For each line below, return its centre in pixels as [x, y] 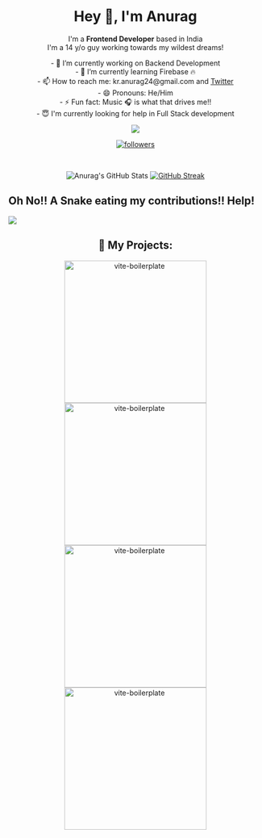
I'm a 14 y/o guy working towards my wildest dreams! [135, 47]
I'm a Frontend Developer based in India [135, 39]
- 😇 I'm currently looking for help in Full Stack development [135, 113]
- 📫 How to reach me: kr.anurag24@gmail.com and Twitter [135, 81]
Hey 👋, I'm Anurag [135, 17]
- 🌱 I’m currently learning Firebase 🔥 [135, 71]
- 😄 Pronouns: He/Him [135, 93]
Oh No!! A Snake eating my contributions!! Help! [132, 201]
